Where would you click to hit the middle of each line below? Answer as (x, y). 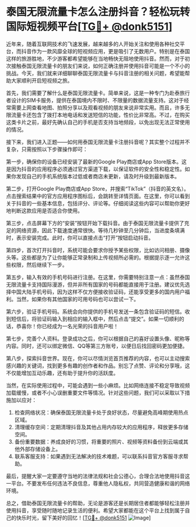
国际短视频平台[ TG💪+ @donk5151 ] (89, 27)
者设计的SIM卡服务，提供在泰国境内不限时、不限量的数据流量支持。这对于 (95, 100)
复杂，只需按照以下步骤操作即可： (47, 149)
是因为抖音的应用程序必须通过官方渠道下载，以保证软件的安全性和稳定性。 (95, 169)
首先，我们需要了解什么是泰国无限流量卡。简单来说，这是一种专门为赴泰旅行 (98, 93)
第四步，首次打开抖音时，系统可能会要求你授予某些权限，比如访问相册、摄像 (98, 250)
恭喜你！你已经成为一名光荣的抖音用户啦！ (67, 326)
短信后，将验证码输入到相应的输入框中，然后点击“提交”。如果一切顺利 (95, 319)
